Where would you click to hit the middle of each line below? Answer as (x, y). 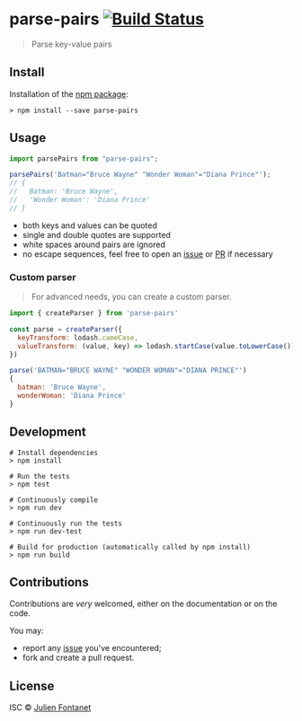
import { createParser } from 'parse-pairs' (94, 313)
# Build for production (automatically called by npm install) (130, 547)
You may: (27, 631)
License (32, 686)
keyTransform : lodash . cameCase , (78, 338)
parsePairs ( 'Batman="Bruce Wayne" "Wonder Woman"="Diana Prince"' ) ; (140, 175)
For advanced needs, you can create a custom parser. (131, 297)
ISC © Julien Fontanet (50, 708)
